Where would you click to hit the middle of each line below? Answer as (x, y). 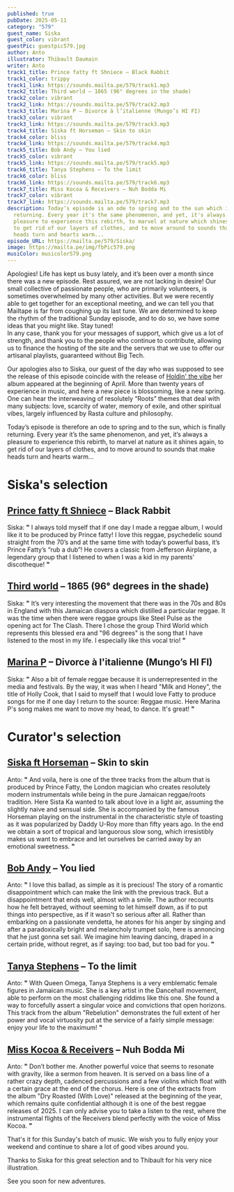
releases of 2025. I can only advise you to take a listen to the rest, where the (117, 1111)
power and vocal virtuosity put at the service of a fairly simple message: (111, 1020)
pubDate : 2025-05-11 (37, 20)
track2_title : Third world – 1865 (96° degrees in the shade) (99, 91)
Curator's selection (64, 737)
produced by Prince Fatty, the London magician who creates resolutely (109, 787)
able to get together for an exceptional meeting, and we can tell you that (111, 303)
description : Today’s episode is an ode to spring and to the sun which (115, 209)
